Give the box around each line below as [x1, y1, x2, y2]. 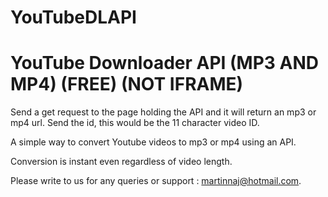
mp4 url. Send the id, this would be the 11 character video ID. [10, 117, 260, 129]
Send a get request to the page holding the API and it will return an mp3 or [10, 106, 317, 118]
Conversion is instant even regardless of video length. [10, 156, 233, 168]
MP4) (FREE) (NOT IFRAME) [10, 73, 244, 96]
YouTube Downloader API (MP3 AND [10, 52, 319, 75]
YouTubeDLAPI [10, 6, 137, 29]
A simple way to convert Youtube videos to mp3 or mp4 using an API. [10, 136, 297, 148]
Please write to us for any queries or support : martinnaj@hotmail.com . [10, 175, 302, 187]
